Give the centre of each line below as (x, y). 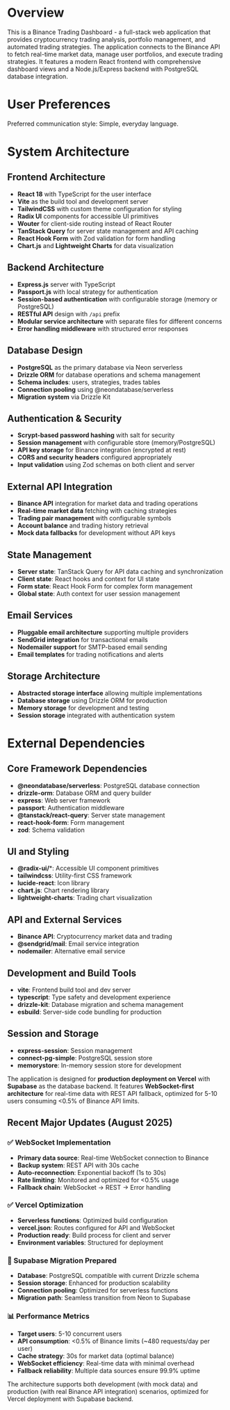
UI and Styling (38, 852)
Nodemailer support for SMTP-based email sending (92, 647)
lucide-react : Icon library (54, 883)
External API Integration (60, 487)
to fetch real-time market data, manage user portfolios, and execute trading (115, 54)
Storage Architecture (54, 677)
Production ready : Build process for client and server (94, 1235)
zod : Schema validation (51, 830)
